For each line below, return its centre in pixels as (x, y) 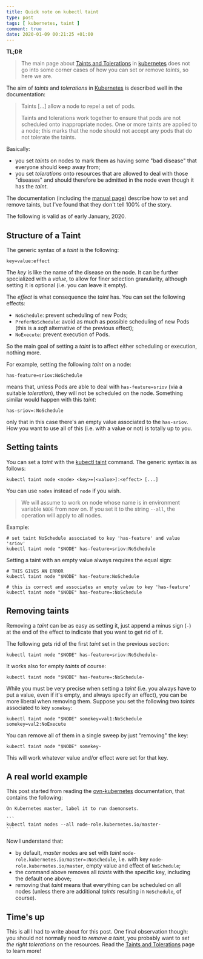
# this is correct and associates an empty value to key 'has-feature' (98, 587)
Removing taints (38, 611)
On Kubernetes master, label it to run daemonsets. (73, 809)
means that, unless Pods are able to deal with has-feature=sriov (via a (95, 387)
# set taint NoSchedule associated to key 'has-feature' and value (93, 538)
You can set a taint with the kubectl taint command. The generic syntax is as (101, 462)
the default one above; (43, 878)
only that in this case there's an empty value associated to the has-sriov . (98, 422)
